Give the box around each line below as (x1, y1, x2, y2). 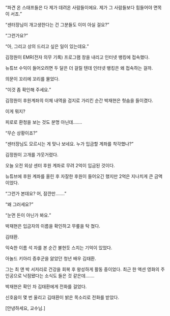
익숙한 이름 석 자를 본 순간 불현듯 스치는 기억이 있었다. (5, 245, 112, 251)
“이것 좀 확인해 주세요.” (5, 87, 51, 93)
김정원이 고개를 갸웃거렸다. (5, 152, 59, 157)
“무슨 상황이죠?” (5, 130, 38, 136)
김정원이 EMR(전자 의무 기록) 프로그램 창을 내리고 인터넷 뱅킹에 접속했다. (5, 54, 150, 60)
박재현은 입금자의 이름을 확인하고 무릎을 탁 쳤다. (5, 223, 101, 229)
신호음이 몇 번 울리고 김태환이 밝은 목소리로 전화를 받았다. (5, 295, 120, 300)
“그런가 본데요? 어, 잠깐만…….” (5, 191, 67, 196)
